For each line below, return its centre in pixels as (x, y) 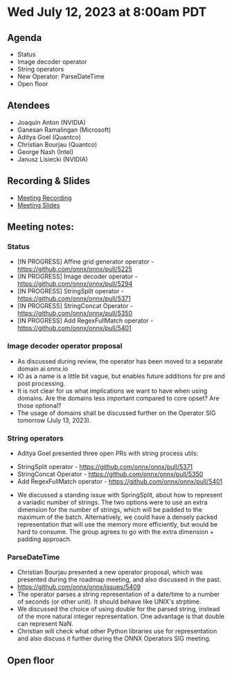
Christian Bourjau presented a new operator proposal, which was (110, 572)
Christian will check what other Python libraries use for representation (117, 631)
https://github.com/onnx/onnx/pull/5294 (75, 284)
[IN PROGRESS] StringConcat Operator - (75, 306)
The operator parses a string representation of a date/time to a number (118, 595)
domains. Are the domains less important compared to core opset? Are (118, 398)
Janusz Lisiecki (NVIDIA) (53, 159)
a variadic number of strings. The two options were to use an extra (112, 502)
